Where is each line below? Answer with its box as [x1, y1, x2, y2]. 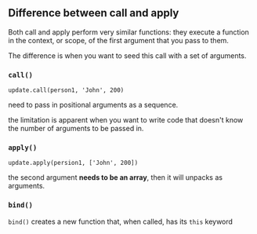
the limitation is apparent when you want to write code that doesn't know [8, 115, 244, 124]
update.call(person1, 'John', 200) [8, 86, 125, 94]
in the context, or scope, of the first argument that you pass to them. [8, 35, 230, 45]
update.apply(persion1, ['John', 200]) [8, 159, 139, 167]
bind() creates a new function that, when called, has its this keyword [8, 217, 233, 226]
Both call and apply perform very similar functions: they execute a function [8, 27, 249, 37]
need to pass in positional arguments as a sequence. [8, 100, 179, 109]
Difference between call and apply [8, 6, 179, 20]
